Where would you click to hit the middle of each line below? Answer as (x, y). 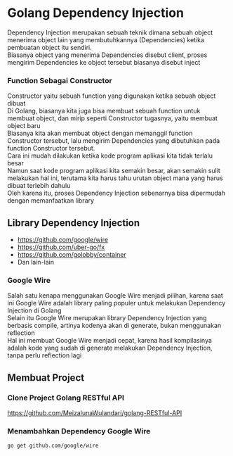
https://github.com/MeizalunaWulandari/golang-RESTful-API (95, 413)
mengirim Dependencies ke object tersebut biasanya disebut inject (104, 62)
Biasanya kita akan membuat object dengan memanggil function (100, 133)
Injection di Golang (34, 310)
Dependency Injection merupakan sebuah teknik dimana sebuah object (110, 32)
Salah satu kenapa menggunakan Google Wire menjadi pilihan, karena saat (115, 296)
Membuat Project (46, 378)
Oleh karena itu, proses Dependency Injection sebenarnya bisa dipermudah (116, 193)
